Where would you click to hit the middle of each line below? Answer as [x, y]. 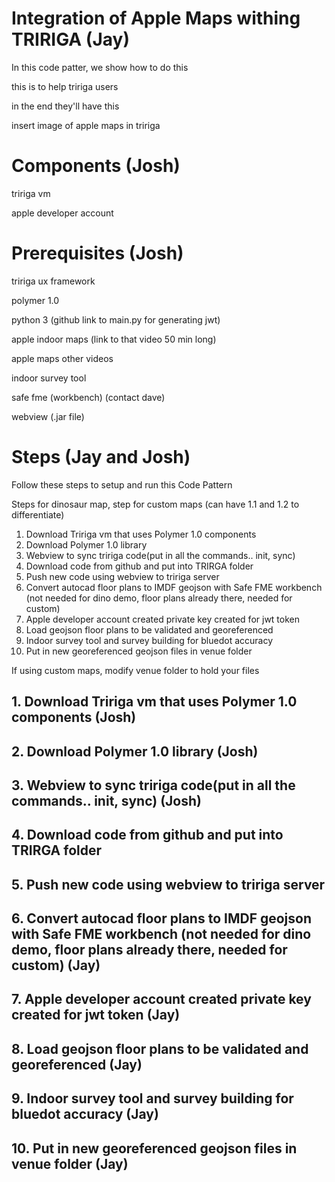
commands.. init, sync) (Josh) [106, 800]
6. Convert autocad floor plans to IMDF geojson [162, 918]
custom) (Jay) [56, 965]
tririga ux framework [53, 281]
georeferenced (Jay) [77, 1064]
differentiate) [38, 514]
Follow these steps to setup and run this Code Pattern [122, 484]
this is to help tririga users [65, 86]
